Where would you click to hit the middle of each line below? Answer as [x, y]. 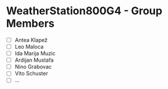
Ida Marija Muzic [35, 53]
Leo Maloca [29, 47]
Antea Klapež [31, 40]
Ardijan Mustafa [34, 60]
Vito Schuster [31, 74]
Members [30, 23]
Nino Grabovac [33, 67]
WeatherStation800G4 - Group [84, 11]
